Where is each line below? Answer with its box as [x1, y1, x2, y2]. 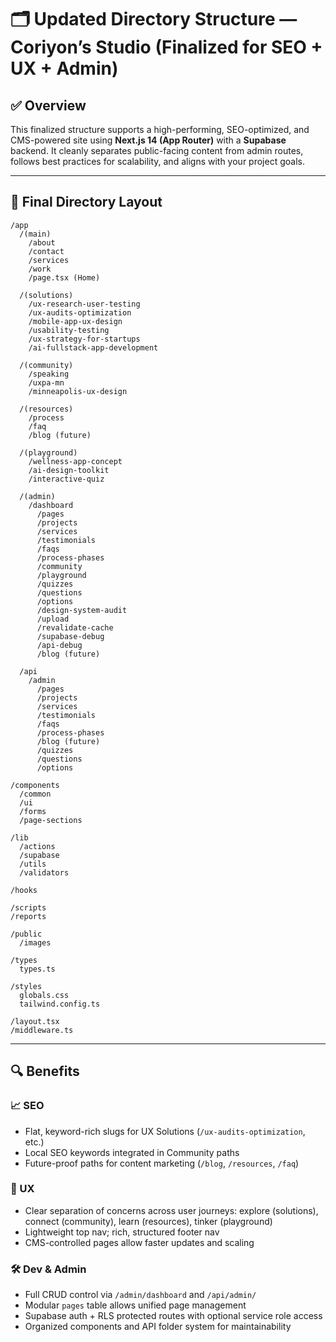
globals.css [19, 990, 70, 1000]
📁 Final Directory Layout [10, 194, 163, 211]
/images [19, 937, 52, 948]
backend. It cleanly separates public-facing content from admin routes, [10, 145, 304, 156]
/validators [19, 867, 70, 878]
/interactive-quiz [28, 474, 105, 484]
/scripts [10, 902, 47, 913]
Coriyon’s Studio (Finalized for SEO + [10, 36, 323, 59]
